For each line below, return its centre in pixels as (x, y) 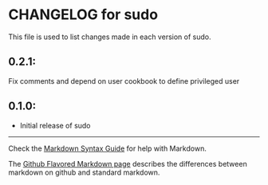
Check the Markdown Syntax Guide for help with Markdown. (108, 148)
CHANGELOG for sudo (83, 15)
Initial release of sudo (55, 125)
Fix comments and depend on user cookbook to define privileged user (124, 81)
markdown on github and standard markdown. (84, 172)
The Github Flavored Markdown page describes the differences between (128, 163)
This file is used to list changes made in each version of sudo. (110, 37)
